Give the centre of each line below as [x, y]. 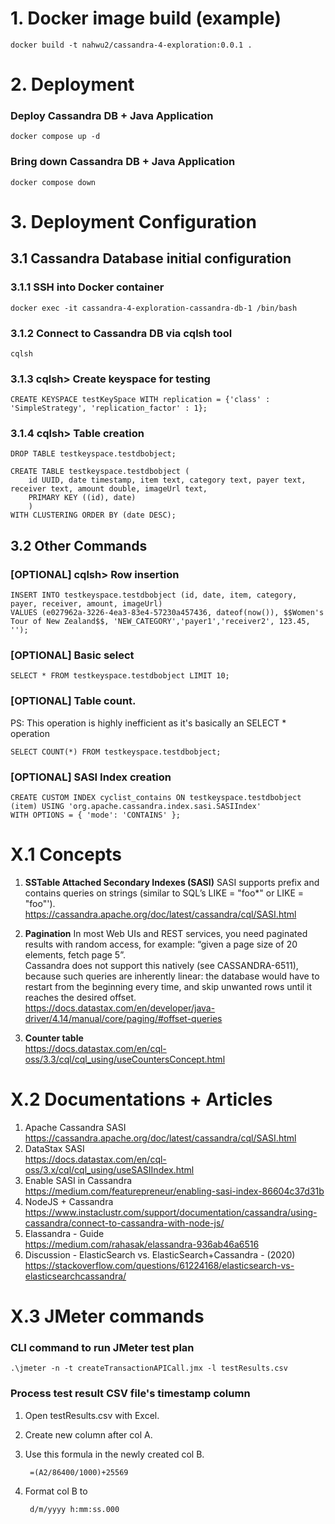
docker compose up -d [55, 137]
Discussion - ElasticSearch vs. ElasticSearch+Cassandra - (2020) [160, 1254]
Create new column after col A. [88, 1434]
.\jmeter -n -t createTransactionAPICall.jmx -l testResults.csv [149, 1368]
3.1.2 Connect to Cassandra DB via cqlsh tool [121, 333]
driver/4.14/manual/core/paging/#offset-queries [123, 1018]
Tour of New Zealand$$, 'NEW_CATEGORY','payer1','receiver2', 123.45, [160, 622]
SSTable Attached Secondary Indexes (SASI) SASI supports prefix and [172, 882]
